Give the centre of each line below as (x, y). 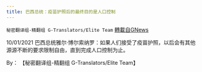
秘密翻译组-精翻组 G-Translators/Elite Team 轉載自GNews (77, 29)
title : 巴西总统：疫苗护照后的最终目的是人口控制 (61, 12)
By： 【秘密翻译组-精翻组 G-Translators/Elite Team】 (72, 62)
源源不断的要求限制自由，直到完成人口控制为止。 (67, 50)
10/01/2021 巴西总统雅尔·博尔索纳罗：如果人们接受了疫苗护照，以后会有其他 (101, 42)
